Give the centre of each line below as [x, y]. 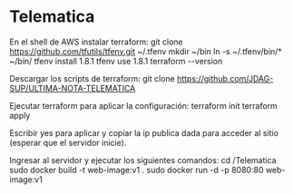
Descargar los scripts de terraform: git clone [92, 78]
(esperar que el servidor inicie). [68, 142]
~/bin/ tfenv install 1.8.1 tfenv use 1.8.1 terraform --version [116, 61]
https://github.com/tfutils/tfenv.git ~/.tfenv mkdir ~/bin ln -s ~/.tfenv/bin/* [146, 51]
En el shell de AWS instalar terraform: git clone [96, 42]
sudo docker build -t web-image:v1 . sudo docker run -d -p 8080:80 [137, 170]
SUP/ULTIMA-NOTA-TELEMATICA [73, 88]
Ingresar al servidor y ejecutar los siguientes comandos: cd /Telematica [143, 160]
